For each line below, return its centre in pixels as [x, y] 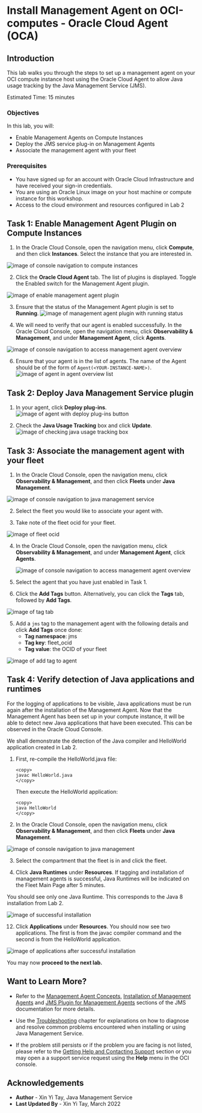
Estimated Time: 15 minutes [41, 97]
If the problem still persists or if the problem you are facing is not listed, [104, 1045]
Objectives [23, 113]
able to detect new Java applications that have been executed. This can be [99, 723]
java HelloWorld [36, 808]
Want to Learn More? [47, 981]
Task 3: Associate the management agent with [96, 451]
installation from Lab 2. [35, 903]
